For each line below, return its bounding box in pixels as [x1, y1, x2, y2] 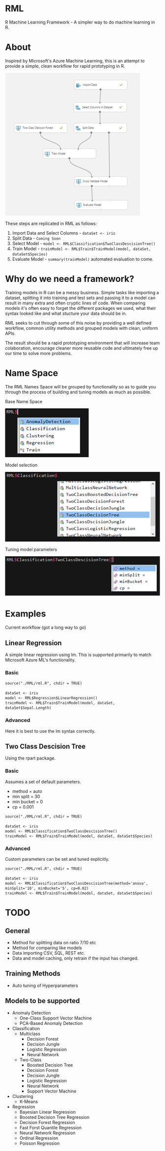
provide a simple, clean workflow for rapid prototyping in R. [5, 63, 125, 69]
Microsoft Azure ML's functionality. [5, 657, 76, 663]
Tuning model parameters [5, 546, 57, 552]
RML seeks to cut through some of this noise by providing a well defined [5, 320, 152, 326]
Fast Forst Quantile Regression [19, 1124, 82, 1130]
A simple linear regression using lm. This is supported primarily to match [5, 652, 152, 658]
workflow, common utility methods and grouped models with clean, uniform [5, 325, 158, 331]
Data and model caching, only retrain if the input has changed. [12, 955, 139, 961]
